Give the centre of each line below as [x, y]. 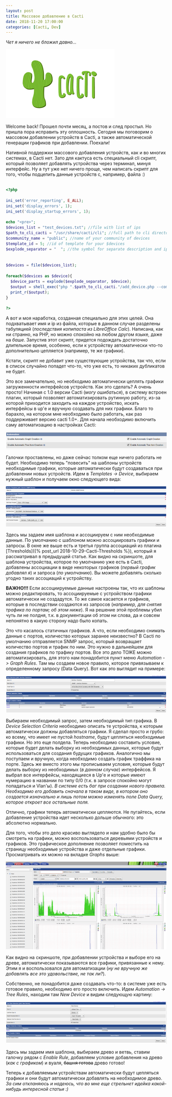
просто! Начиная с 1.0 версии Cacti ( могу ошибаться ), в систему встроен [86, 392]
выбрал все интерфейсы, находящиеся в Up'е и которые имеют [76, 775]
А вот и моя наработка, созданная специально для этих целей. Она [80, 318]
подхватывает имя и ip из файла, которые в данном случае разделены [83, 324]
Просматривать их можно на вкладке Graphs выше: [63, 854]
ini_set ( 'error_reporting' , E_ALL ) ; [45, 200]
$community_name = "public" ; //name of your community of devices [78, 238]
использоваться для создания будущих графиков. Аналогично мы [78, 753]
